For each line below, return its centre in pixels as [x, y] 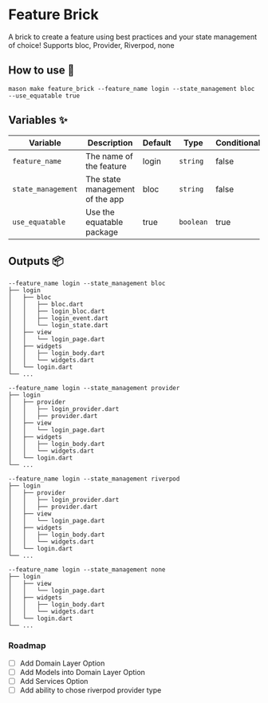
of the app [104, 199]
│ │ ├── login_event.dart [59, 318]
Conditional [238, 143]
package [101, 231]
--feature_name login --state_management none [87, 570]
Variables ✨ [38, 120]
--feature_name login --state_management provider [94, 389]
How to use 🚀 [41, 71]
